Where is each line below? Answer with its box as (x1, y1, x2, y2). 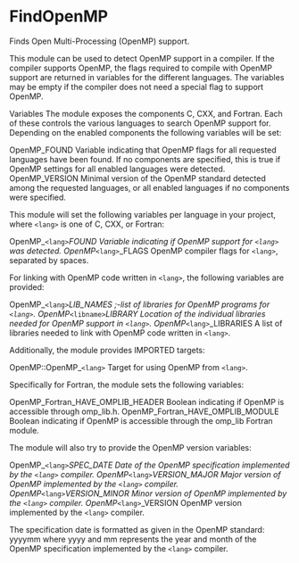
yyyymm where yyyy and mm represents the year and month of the (9, 534, 257, 544)
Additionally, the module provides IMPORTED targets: (9, 344, 205, 355)
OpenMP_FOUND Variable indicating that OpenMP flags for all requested (9, 145, 277, 155)
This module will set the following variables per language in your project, (9, 209, 277, 219)
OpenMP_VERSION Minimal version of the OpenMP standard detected (9, 172, 266, 184)
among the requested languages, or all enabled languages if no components (9, 182, 290, 193)
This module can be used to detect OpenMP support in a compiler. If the (9, 53, 275, 63)
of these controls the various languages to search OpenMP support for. (9, 118, 271, 128)
